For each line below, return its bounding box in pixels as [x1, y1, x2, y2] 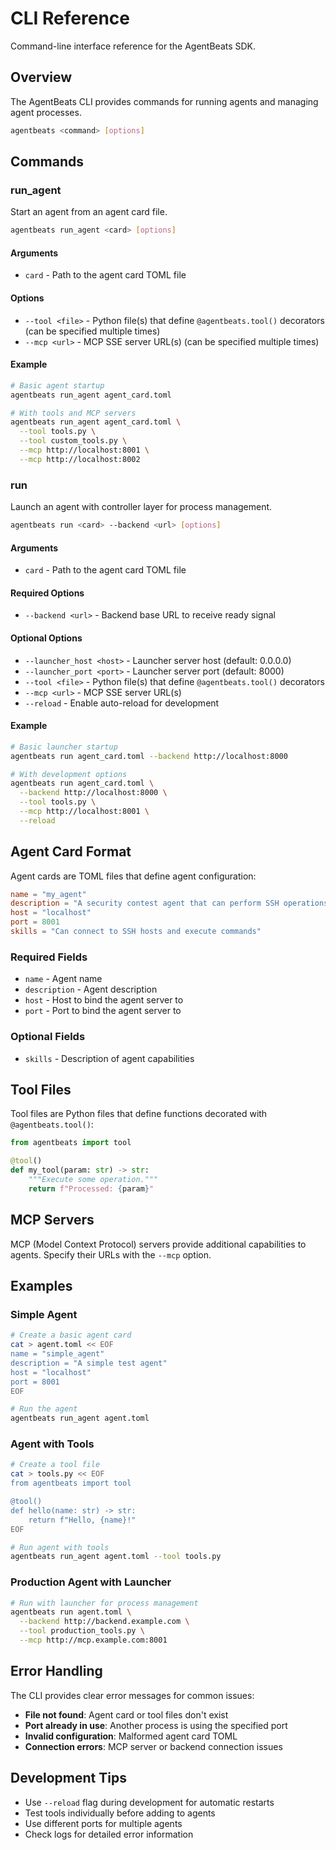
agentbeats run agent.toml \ [10, 1607, 132, 1617]
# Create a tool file [10, 1460, 101, 1470]
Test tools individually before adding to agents [24, 1807, 216, 1819]
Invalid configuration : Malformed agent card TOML [24, 1730, 238, 1742]
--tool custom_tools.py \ [19, 436, 128, 446]
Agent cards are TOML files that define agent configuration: [10, 870, 257, 882]
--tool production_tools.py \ [19, 1626, 145, 1636]
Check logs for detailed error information [24, 1828, 194, 1840]
